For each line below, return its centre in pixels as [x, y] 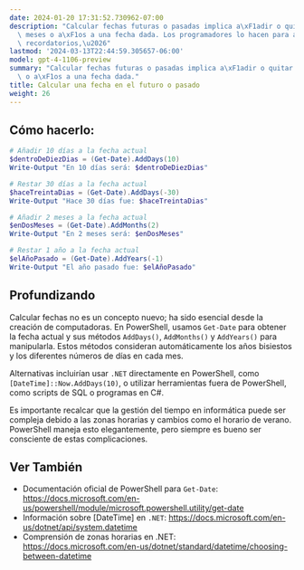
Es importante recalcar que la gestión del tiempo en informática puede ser [148, 410]
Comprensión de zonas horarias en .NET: [99, 537]
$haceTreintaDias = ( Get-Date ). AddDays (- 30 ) [95, 192]
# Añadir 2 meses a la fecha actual [78, 217]
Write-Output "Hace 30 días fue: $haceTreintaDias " [109, 201]
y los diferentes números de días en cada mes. [96, 356]
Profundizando [52, 295]
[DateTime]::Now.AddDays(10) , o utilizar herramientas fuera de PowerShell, [148, 383]
